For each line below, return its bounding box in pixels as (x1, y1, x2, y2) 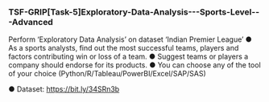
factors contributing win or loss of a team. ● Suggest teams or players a (8, 51, 249, 62)
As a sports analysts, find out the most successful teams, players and (8, 43, 239, 53)
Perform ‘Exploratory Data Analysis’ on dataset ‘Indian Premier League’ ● (8, 35, 252, 44)
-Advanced (8, 16, 54, 27)
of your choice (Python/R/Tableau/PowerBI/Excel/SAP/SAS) (8, 69, 207, 79)
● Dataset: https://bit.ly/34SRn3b (8, 84, 120, 94)
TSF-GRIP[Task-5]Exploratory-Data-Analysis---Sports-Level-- (8, 6, 260, 18)
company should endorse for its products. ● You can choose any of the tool (8, 60, 262, 70)
